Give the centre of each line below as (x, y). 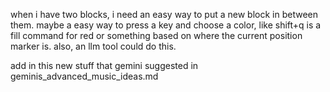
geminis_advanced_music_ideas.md (84, 76)
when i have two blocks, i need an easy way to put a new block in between (164, 14)
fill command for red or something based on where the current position (156, 35)
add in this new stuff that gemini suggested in (104, 65)
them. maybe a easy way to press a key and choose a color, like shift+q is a (166, 25)
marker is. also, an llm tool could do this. (93, 46)
